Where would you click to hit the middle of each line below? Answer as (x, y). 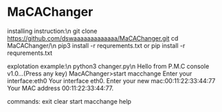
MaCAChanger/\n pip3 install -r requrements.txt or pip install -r (96, 45)
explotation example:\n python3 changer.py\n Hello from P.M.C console (108, 66)
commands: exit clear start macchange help (69, 101)
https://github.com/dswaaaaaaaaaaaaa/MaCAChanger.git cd (93, 38)
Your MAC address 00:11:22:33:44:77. (60, 88)
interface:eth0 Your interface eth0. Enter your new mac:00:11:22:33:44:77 (111, 80)
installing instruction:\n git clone (52, 31)
